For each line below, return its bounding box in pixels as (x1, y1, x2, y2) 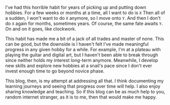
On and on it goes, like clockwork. (5, 26, 77, 32)
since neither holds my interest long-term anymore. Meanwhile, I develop (5, 57, 158, 63)
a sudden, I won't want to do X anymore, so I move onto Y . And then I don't (5, 15, 161, 21)
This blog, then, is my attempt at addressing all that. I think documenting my (5, 78, 164, 84)
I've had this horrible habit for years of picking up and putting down (5, 5, 146, 10)
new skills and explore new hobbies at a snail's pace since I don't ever (5, 63, 152, 68)
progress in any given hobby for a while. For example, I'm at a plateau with (5, 47, 161, 52)
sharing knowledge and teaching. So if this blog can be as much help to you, (5, 89, 165, 94)
